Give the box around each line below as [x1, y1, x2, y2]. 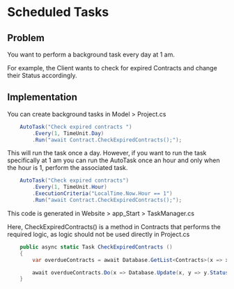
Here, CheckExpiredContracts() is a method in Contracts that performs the [7, 222, 221, 231]
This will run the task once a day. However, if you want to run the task [7, 149, 207, 157]
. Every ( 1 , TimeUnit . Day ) [32, 130, 104, 136]
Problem [7, 32, 45, 44]
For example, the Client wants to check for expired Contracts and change [7, 64, 217, 72]
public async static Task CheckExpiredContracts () [19, 243, 173, 251]
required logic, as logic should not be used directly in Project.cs [7, 230, 190, 238]
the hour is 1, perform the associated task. [7, 164, 128, 172]
